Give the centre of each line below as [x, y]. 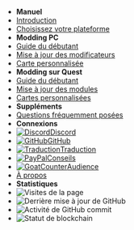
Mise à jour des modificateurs [65, 55]
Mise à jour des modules [57, 89]
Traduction [78, 149]
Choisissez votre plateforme [63, 29]
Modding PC [37, 37]
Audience [83, 166]
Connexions [37, 124]
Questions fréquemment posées [69, 115]
